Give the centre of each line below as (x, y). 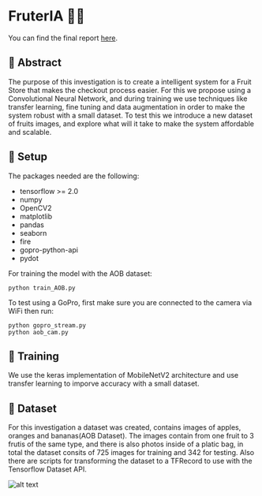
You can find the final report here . (63, 38)
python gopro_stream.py (47, 325)
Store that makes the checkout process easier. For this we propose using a (129, 90)
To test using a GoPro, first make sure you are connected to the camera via (130, 302)
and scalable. (30, 132)
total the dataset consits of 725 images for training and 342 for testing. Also (131, 453)
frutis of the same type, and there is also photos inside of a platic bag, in (126, 444)
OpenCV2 (36, 207)
